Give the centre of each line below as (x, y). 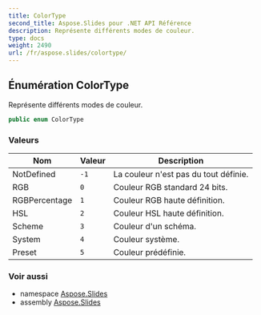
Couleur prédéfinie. (150, 252)
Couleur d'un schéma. (155, 226)
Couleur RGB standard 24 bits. (171, 187)
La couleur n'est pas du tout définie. (181, 174)
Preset (25, 252)
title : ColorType (37, 16)
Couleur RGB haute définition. (169, 200)
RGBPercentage (42, 200)
